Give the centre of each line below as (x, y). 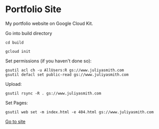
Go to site (15, 121)
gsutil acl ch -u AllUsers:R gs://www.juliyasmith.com (65, 70)
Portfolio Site (33, 9)
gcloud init (18, 51)
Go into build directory (29, 33)
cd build (15, 42)
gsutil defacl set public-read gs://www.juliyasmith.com (67, 75)
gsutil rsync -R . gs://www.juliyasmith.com (53, 93)
